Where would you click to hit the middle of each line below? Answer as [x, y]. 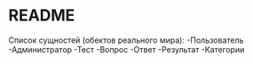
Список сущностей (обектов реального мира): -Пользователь [126, 40]
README [42, 16]
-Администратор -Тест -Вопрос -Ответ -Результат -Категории [126, 49]
